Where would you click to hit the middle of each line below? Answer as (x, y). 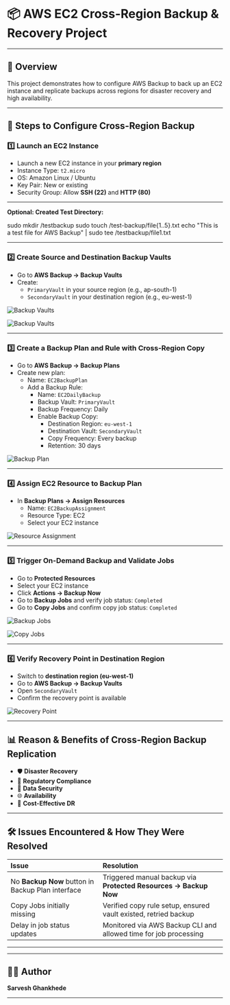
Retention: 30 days (74, 446)
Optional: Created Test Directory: (55, 212)
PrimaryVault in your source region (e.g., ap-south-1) (102, 289)
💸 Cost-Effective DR (46, 803)
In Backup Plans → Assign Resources (71, 501)
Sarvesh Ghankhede (37, 988)
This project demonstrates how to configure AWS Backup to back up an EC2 (115, 83)
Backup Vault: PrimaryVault (76, 402)
